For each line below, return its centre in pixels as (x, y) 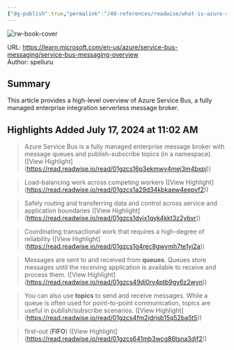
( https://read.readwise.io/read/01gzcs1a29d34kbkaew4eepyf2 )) (116, 190)
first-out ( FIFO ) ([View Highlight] (71, 331)
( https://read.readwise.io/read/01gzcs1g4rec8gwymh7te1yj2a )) (115, 246)
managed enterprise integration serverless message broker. (93, 108)
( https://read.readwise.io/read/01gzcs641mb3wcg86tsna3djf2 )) (116, 339)
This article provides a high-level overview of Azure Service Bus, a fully (110, 100)
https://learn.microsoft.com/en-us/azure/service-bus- (100, 47)
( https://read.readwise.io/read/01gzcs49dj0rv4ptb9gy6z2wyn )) (116, 282)
